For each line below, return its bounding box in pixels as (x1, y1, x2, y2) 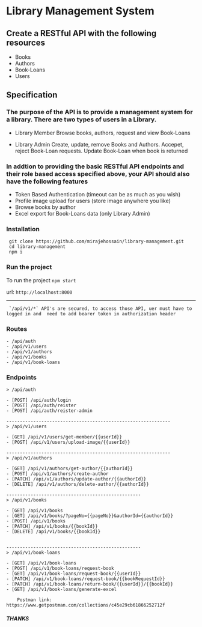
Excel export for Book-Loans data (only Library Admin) (14, 210, 150, 217)
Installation (6, 225, 40, 233)
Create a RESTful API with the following (6, 28, 157, 38)
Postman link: (17, 597, 52, 603)
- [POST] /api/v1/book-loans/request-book (6, 566, 114, 572)
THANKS (6, 614, 29, 622)
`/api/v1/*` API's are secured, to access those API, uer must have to (8, 305, 192, 312)
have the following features (6, 177, 88, 186)
